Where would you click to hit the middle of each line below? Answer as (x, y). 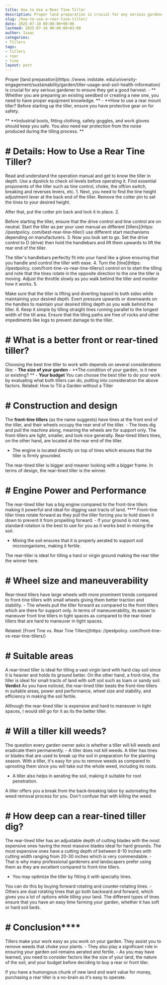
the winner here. (22, 561)
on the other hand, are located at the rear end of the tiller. (64, 440)
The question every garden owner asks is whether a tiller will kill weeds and (83, 745)
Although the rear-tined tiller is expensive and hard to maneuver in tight (78, 706)
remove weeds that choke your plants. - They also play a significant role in (82, 946)
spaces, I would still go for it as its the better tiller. (56, 711)
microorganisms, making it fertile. (46, 546)
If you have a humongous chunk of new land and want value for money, (78, 972)
